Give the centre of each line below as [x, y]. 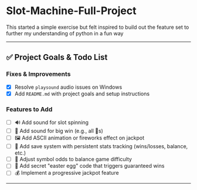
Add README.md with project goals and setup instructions [82, 94]
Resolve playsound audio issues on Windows [68, 87]
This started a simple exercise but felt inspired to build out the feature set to [98, 27]
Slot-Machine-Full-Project [71, 11]
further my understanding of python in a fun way [65, 33]
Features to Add [29, 109]
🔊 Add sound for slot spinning [52, 122]
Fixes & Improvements [38, 74]
